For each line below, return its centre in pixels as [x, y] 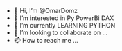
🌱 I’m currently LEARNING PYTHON [64, 25]
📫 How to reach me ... [46, 40]
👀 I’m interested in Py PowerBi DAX [64, 18]
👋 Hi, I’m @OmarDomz [46, 11]
